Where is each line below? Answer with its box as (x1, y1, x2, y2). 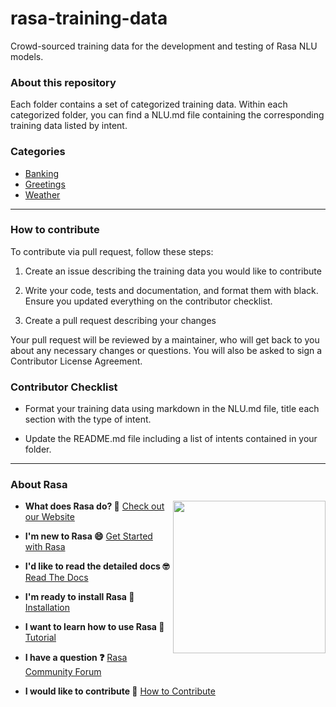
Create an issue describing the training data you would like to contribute (24, 265, 322, 277)
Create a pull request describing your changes (24, 314, 217, 326)
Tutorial (24, 632, 57, 644)
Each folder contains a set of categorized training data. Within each (10, 98, 288, 111)
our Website (24, 511, 75, 523)
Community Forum (24, 666, 102, 678)
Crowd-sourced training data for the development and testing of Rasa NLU (10, 40, 318, 52)
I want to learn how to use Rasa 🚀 (24, 621, 165, 633)
